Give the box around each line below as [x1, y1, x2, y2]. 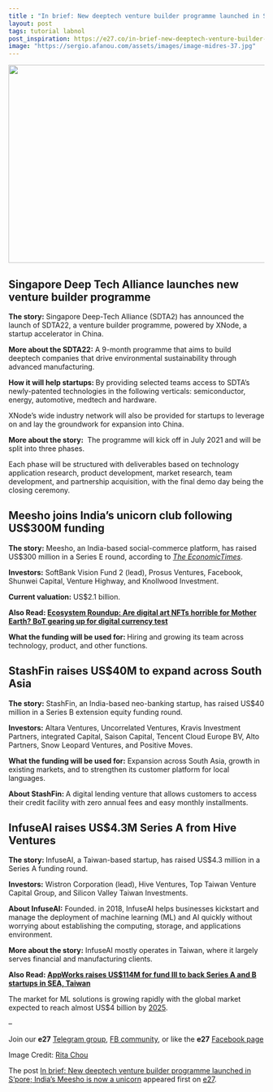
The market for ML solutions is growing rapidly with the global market [8, 994, 241, 1004]
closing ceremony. [8, 485, 71, 495]
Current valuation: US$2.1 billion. [8, 591, 120, 601]
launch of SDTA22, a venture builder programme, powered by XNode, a [8, 320, 248, 330]
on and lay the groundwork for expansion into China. [8, 419, 184, 429]
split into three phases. [8, 444, 85, 453]
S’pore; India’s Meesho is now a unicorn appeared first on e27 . [8, 1074, 217, 1085]
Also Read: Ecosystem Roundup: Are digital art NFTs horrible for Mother [8, 607, 258, 617]
